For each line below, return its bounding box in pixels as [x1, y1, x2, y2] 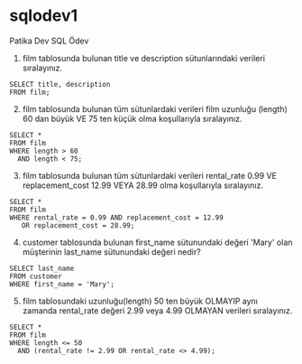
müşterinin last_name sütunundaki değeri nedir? [22, 246, 201, 257]
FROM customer [9, 272, 63, 281]
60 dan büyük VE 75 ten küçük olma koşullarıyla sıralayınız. [22, 113, 243, 124]
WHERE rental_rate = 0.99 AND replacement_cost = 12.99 [9, 213, 224, 222]
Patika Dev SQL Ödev [9, 35, 89, 46]
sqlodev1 [9, 5, 78, 26]
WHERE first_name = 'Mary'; [9, 279, 115, 289]
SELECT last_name [9, 264, 75, 273]
